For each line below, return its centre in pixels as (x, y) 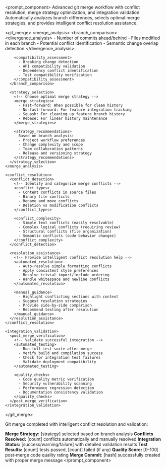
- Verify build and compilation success (60, 353)
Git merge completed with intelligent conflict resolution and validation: (77, 424)
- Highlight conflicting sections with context (68, 297)
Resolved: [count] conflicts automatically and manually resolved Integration (83, 439)
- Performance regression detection (56, 388)
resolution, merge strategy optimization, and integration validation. (73, 12)
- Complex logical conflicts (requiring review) (69, 227)
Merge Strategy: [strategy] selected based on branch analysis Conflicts (79, 434)
